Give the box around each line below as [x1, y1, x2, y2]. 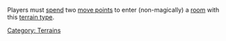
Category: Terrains [7, 27, 61, 34]
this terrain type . [7, 13, 54, 21]
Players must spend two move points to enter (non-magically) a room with [7, 6, 220, 14]
